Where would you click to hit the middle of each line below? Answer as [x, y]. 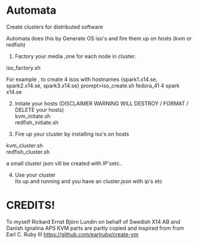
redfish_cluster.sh [28, 152]
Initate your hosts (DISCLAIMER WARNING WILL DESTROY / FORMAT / [102, 103]
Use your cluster [35, 175]
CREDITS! [31, 205]
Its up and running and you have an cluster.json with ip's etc [89, 181]
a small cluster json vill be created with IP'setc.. [64, 163]
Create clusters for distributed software [55, 27]
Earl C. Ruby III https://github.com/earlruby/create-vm [72, 234]
